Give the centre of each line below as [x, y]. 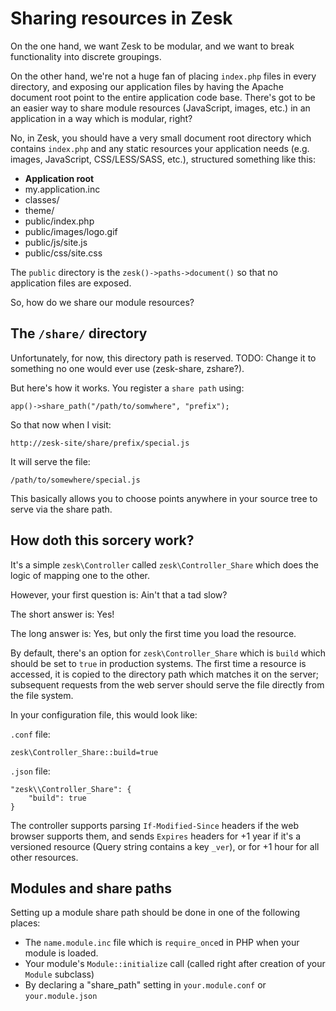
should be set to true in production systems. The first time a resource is [158, 663]
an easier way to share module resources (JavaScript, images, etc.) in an [160, 108]
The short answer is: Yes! [62, 614]
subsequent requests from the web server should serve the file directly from [167, 684]
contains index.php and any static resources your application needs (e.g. [160, 148]
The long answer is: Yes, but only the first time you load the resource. [153, 633]
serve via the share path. [61, 509]
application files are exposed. [71, 283]
